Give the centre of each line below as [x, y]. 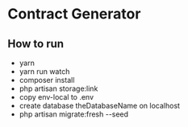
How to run [36, 44]
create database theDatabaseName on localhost [100, 106]
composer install [47, 80]
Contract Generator [74, 14]
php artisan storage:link [58, 88]
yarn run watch [44, 72]
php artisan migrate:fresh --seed [74, 114]
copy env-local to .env [56, 97]
